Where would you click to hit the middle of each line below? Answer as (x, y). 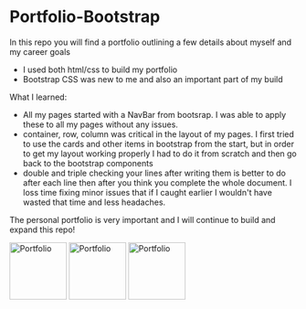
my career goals (40, 51)
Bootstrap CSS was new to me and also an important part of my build (153, 79)
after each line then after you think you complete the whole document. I (157, 182)
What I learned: (38, 97)
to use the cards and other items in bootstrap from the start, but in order (158, 144)
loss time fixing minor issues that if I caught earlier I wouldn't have (147, 192)
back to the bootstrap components (88, 163)
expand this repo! (42, 229)
